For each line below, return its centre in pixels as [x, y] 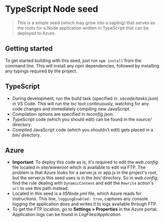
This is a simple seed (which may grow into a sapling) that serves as [86, 23]
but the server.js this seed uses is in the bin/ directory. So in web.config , [85, 178]
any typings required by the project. [41, 71]
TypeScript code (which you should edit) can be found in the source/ [82, 119]
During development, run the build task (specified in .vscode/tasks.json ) [85, 98]
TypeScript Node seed [52, 9]
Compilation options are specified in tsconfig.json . [63, 114]
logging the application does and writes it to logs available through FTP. [85, 204]
